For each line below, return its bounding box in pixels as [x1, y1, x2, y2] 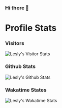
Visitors [5, 40, 25, 47]
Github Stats [5, 63, 36, 70]
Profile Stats [5, 22, 57, 34]
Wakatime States [5, 86, 47, 93]
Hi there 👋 [5, 4, 30, 11]
